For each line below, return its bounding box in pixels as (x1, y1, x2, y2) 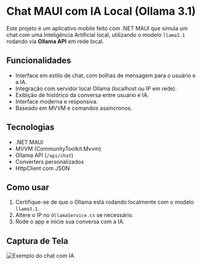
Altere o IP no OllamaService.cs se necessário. (15, 212, 134, 219)
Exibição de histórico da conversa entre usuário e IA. (15, 91, 149, 99)
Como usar (6, 182, 50, 193)
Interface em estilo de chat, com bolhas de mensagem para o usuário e (15, 72, 196, 79)
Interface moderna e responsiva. (15, 98, 98, 105)
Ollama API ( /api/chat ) (15, 152, 74, 159)
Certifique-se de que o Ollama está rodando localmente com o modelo (15, 198, 195, 206)
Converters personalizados (15, 158, 84, 165)
